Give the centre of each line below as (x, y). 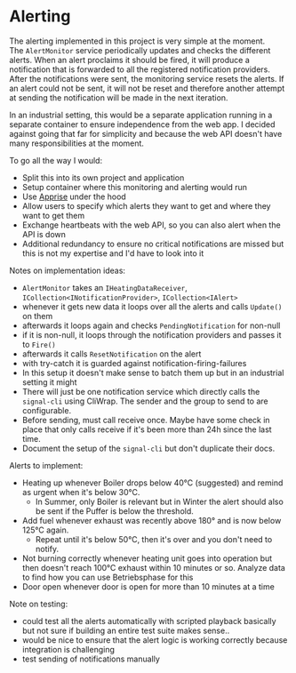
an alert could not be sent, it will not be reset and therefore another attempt (147, 88)
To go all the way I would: (56, 160)
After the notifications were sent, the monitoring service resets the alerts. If (147, 78)
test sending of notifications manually (91, 659)
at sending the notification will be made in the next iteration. (119, 97)
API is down (44, 234)
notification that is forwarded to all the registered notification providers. (140, 69)
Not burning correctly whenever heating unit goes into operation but (147, 558)
